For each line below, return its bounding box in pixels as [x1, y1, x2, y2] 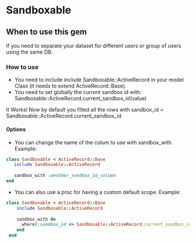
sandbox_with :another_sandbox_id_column [13, 173, 116, 179]
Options [6, 126, 26, 133]
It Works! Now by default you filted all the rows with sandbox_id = [6, 106, 164, 113]
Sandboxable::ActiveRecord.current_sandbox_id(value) [14, 95, 147, 102]
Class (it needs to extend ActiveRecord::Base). [14, 82, 127, 89]
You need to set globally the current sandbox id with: [14, 89, 142, 96]
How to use [6, 63, 39, 71]
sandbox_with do [16, 216, 57, 222]
